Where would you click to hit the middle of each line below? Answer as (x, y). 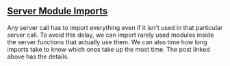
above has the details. (38, 56)
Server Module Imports (57, 11)
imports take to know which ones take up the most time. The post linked (108, 49)
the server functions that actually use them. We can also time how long (107, 42)
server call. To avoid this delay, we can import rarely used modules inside (111, 35)
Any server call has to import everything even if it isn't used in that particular (115, 27)
